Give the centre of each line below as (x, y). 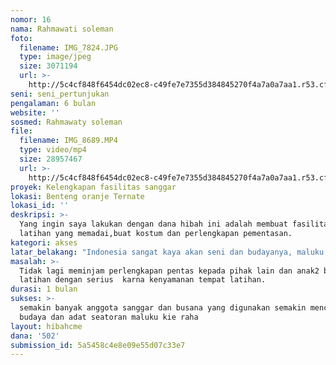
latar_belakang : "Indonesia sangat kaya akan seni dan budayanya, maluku (167, 252)
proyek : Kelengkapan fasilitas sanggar (93, 187)
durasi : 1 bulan (44, 289)
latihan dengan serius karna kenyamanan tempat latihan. (143, 280)
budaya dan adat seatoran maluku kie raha (109, 317)
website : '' (35, 112)
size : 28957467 (51, 159)
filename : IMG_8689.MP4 (68, 141)
